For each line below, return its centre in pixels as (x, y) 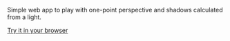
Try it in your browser (38, 30)
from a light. (24, 17)
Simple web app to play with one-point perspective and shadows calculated (115, 10)
